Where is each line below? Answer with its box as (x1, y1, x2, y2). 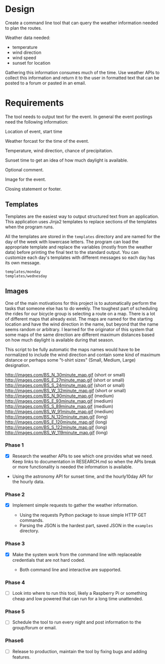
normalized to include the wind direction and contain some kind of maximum (5, 352, 161, 358)
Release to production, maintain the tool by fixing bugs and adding (12, 648, 147, 654)
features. (12, 654, 31, 660)
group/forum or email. (12, 625, 57, 631)
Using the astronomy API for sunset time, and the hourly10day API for (12, 473, 154, 479)
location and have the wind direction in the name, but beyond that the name (5, 321, 159, 327)
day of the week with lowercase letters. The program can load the (5, 239, 139, 245)
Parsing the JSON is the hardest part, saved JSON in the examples (19, 523, 153, 529)
